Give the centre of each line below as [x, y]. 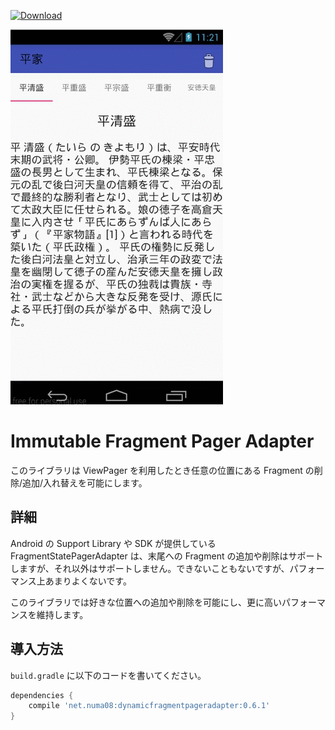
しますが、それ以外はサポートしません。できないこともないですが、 [150, 568]
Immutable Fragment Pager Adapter [162, 441]
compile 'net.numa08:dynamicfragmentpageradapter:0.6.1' [149, 706]
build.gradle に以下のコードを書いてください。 [108, 675]
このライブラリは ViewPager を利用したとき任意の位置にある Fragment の [162, 470]
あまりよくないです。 [88, 581]
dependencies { [42, 695]
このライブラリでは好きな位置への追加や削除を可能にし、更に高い [146, 602]
